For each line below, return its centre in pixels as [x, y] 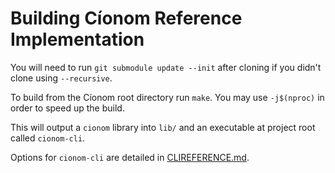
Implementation [77, 39]
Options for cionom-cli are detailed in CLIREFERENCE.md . [130, 157]
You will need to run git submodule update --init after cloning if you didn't [166, 67]
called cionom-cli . [48, 138]
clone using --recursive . [61, 78]
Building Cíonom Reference [126, 18]
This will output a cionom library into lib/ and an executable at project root [163, 127]
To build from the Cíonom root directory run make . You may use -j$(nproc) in [167, 97]
